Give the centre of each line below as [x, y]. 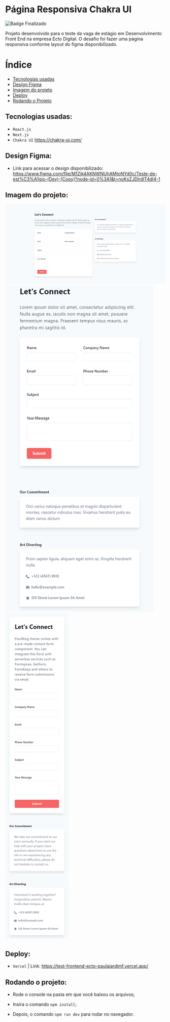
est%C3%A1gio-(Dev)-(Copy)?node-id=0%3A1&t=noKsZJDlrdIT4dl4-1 [87, 179]
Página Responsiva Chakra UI [69, 9]
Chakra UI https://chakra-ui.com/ [47, 140]
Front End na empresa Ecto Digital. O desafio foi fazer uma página [74, 39]
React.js [22, 129]
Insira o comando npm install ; [45, 1004]
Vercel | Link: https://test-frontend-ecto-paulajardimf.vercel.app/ [80, 966]
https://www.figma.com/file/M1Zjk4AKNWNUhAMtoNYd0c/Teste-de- [85, 173]
